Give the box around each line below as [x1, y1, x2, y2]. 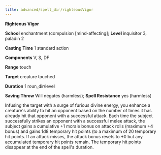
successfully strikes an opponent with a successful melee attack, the [5, 118, 145, 124]
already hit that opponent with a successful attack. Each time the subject [5, 113, 153, 119]
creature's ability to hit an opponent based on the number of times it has [5, 107, 152, 113]
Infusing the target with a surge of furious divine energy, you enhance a [5, 102, 151, 108]
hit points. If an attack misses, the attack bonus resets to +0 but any [5, 133, 143, 139]
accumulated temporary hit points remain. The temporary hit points [5, 139, 141, 145]
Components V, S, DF [5, 55, 50, 61]
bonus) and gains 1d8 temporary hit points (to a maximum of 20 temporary [5, 128, 157, 134]
